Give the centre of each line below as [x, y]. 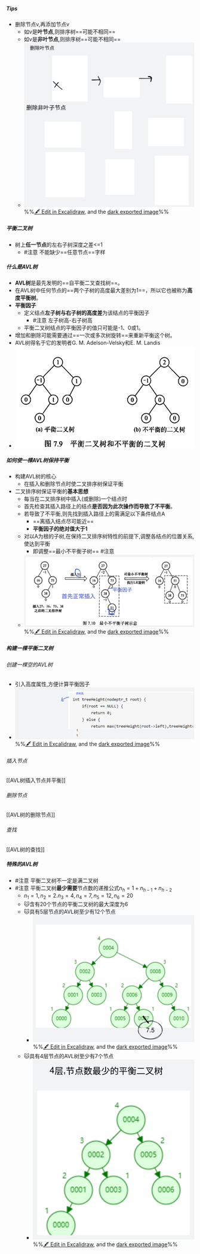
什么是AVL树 [22, 267]
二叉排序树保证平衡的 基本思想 [51, 492]
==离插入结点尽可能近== [63, 522]
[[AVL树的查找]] [25, 849]
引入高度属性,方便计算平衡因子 [52, 684]
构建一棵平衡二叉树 [30, 648]
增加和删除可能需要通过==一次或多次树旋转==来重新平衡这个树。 [95, 335]
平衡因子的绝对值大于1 [60, 529]
